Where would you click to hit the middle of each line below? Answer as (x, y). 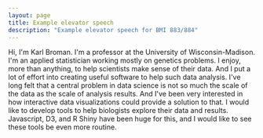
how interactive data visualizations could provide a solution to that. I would (129, 102)
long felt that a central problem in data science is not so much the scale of (128, 85)
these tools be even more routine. (62, 127)
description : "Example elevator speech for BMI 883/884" (103, 30)
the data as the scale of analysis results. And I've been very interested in (126, 94)
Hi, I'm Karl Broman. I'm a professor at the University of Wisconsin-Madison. (131, 53)
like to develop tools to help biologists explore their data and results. (119, 111)
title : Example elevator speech (61, 23)
